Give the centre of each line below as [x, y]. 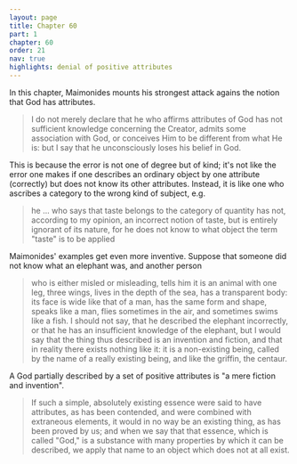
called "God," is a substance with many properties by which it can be [157, 440]
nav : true [28, 59]
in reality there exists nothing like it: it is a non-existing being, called [155, 349]
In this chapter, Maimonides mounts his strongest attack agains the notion [144, 92]
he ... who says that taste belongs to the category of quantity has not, [158, 210]
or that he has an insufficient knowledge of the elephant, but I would [156, 330]
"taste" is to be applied [73, 239]
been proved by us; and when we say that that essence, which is [149, 431]
